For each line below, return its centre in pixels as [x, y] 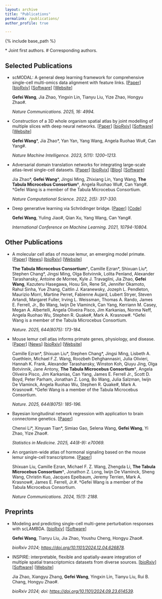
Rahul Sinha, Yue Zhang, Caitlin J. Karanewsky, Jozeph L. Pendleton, [81, 289]
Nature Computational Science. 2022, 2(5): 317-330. [65, 199]
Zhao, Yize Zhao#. [30, 433]
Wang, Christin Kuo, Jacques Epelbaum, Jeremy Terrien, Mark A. [77, 477]
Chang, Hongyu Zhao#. [35, 582]
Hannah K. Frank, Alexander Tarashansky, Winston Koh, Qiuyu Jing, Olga [85, 364]
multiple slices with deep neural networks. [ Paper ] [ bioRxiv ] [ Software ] [83, 126]
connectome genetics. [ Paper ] [42, 419]
